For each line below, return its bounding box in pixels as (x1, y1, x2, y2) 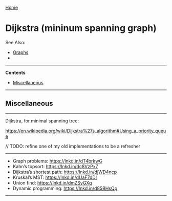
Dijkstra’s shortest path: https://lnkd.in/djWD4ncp (12, 169, 117, 175)
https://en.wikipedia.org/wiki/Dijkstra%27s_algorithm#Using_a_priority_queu (5, 127, 166, 134)
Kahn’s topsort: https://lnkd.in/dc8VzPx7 (12, 163, 98, 169)
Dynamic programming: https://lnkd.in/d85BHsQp (12, 185, 118, 191)
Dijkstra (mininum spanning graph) (5, 23, 157, 34)
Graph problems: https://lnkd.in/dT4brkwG (12, 158, 103, 164)
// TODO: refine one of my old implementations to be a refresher (5, 143, 141, 149)
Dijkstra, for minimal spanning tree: (5, 118, 79, 124)
